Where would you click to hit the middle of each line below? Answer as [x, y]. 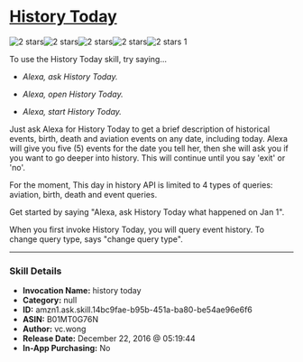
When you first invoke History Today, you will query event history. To [137, 229]
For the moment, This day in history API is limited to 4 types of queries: [141, 185]
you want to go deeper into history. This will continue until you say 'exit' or [147, 158]
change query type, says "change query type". [96, 239]
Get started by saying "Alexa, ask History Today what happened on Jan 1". [147, 212]
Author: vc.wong [54, 329]
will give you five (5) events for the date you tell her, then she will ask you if [149, 148]
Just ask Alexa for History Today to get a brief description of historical [140, 129]
